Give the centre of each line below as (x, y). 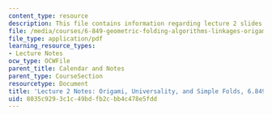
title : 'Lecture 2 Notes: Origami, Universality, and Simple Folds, (126, 91)
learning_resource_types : (52, 46)
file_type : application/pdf (56, 38)
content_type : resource (49, 16)
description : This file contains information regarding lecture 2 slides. (137, 23)
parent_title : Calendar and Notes (67, 69)
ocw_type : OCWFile (39, 62)
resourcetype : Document (49, 83)
